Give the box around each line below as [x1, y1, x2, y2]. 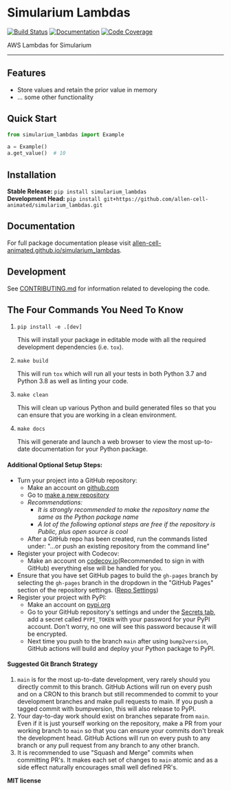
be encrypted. [27, 630, 67, 638]
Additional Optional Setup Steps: [7, 461, 103, 469]
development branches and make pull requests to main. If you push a [16, 697, 213, 705]
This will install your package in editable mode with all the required [16, 336, 206, 344]
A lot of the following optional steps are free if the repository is [37, 520, 216, 528]
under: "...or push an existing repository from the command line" [27, 542, 210, 550]
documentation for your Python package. [31, 445, 148, 453]
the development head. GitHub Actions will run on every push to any [16, 734, 211, 742]
